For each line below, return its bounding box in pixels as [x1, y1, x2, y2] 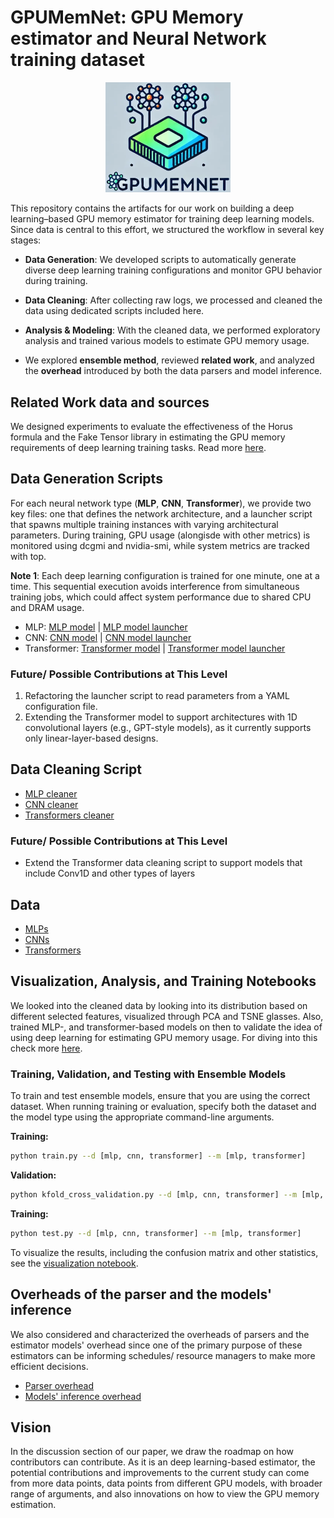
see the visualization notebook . [10, 1257, 139, 1269]
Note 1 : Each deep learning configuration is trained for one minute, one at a [10, 569, 320, 581]
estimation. [10, 1499, 57, 1511]
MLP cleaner [24, 787, 78, 800]
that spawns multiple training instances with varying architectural [10, 518, 279, 530]
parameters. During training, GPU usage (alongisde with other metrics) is [10, 529, 311, 541]
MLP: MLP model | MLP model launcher [24, 621, 188, 633]
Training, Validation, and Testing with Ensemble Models [10, 1067, 287, 1081]
